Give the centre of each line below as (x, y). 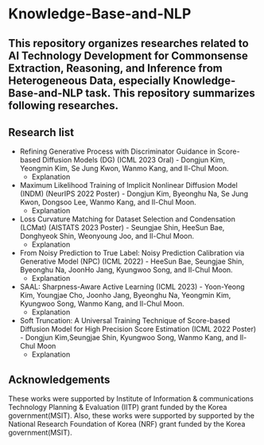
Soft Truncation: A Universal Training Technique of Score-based (125, 321)
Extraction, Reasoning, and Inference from (115, 68)
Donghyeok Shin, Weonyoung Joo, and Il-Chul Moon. (107, 236)
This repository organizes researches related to (128, 43)
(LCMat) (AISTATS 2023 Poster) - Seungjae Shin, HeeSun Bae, (122, 228)
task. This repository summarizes (170, 93)
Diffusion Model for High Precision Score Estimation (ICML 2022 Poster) (138, 329)
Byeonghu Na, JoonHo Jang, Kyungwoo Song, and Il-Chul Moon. (126, 270)
